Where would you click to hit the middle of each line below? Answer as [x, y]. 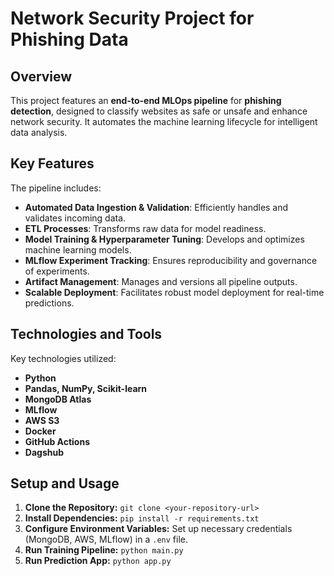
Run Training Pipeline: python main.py [104, 550]
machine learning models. [78, 249]
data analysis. [39, 132]
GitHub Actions [57, 441]
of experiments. [57, 271]
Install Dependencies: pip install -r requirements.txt [142, 518]
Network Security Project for [132, 18]
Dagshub [44, 452]
